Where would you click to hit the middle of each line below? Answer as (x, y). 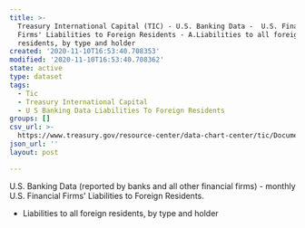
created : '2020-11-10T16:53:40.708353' (85, 52)
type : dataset (36, 77)
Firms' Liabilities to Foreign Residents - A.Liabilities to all (144, 34)
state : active (36, 69)
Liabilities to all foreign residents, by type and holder (121, 213)
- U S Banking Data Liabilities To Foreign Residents (121, 110)
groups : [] (30, 119)
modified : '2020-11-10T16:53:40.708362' (87, 60)
